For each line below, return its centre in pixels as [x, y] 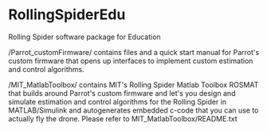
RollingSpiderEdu [67, 15]
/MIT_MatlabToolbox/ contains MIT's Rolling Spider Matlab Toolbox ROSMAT [133, 85]
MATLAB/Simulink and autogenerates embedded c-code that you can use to [133, 110]
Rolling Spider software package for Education [84, 37]
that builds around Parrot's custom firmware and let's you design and [122, 93]
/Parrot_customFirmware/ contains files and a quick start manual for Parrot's [134, 52]
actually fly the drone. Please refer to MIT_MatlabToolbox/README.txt [123, 118]
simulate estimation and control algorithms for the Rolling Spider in [118, 101]
